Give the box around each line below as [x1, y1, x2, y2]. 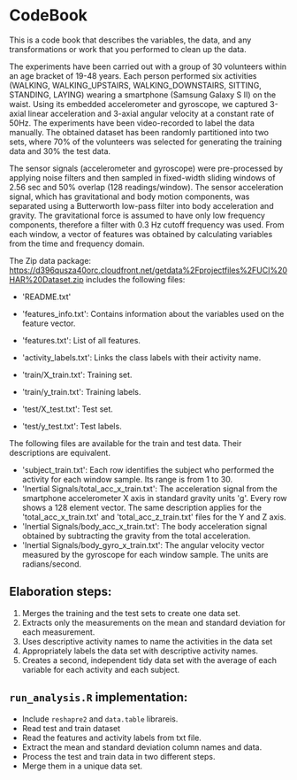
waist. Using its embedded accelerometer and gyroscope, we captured [9, 98, 268, 109]
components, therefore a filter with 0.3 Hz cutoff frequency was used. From [9, 219, 285, 230]
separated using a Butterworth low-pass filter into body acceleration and [9, 200, 274, 211]
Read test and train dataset [21, 722, 121, 733]
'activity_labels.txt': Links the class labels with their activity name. [21, 351, 262, 363]
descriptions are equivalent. [9, 447, 110, 458]
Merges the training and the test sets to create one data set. [21, 607, 240, 618]
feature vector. [21, 318, 76, 328]
